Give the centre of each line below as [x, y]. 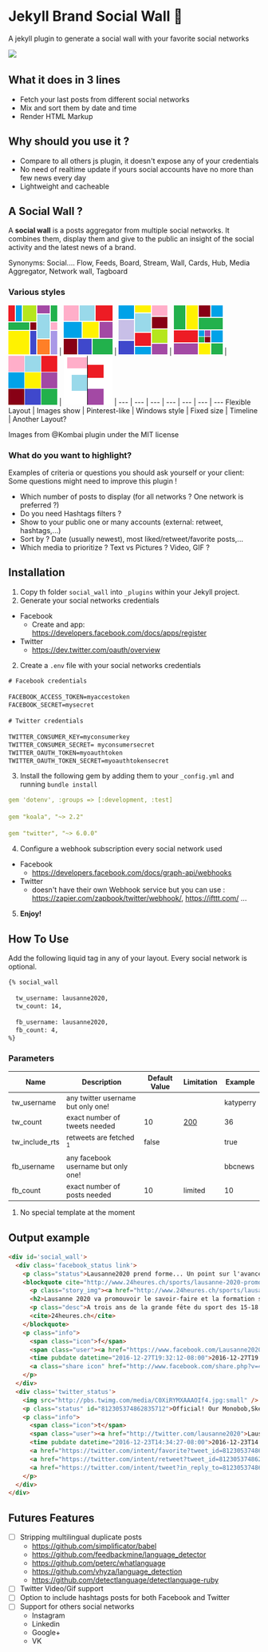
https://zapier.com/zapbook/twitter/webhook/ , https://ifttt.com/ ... [139, 898]
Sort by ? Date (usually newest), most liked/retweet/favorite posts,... [131, 539]
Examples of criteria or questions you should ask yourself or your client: [126, 472]
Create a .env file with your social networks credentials [110, 665]
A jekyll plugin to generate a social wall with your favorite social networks [129, 38]
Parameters [31, 1058]
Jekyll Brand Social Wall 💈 [96, 16]
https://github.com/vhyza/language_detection [107, 1572]
